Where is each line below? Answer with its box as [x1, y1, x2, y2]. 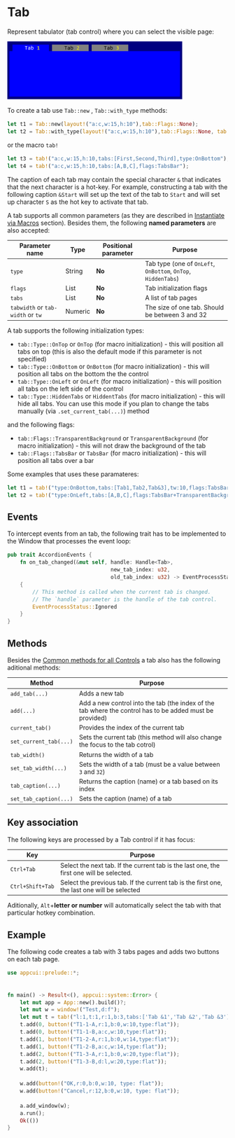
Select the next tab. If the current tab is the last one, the [60, 861, 220, 869]
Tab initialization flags [145, 284, 208, 292]
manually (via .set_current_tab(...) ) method [17, 407, 150, 415]
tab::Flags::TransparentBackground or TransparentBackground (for [17, 433, 208, 442]
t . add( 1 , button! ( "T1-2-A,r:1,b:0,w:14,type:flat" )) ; [20, 1036, 180, 1043]
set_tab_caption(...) [10, 796, 73, 803]
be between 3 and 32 [145, 311, 208, 319]
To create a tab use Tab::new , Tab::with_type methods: [7, 106, 168, 115]
